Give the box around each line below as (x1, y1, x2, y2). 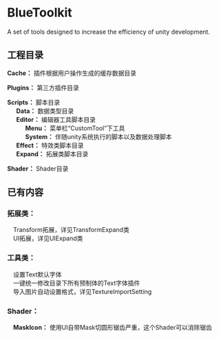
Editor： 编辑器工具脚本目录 (16, 115, 96, 123)
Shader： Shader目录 (7, 164, 69, 173)
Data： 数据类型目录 (16, 107, 74, 115)
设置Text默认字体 (13, 270, 62, 278)
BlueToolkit (7, 5, 72, 21)
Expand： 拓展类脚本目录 (16, 149, 89, 158)
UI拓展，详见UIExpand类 (13, 234, 83, 242)
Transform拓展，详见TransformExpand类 (13, 226, 129, 234)
